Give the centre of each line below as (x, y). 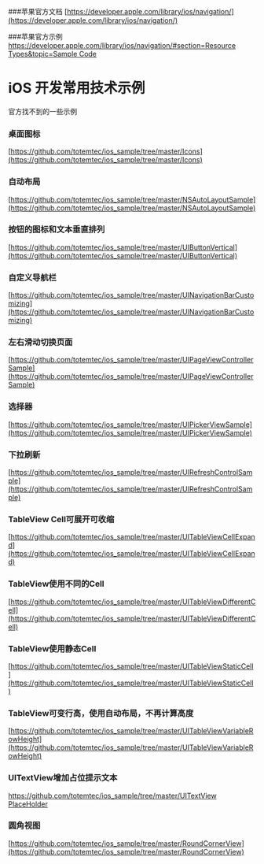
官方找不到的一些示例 (42, 111)
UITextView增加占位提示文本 (63, 778)
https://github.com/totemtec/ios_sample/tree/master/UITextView (113, 795)
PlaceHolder (28, 804)
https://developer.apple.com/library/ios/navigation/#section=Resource (122, 45)
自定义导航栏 (33, 277)
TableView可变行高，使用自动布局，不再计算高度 (101, 713)
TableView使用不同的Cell (56, 584)
